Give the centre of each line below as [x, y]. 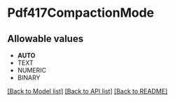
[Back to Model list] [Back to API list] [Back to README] [87, 91]
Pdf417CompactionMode [81, 13]
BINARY [29, 78]
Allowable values [45, 39]
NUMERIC [32, 70]
